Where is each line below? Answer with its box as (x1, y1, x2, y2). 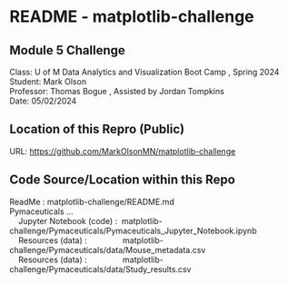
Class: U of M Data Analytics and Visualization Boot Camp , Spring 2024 (9, 66, 280, 77)
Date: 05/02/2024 (9, 95, 77, 106)
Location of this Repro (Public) (9, 122, 184, 137)
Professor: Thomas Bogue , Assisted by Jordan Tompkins (9, 86, 224, 96)
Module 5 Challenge (9, 43, 125, 58)
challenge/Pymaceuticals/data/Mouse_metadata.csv (9, 244, 206, 255)
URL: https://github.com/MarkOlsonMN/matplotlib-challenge (9, 145, 236, 156)
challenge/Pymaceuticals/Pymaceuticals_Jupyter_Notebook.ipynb (9, 225, 257, 236)
